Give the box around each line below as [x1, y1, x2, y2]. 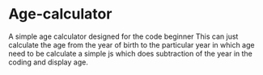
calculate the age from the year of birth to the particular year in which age [8, 40, 255, 49]
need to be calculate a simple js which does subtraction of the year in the [8, 48, 253, 58]
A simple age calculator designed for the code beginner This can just [8, 31, 239, 41]
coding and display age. [8, 57, 89, 67]
